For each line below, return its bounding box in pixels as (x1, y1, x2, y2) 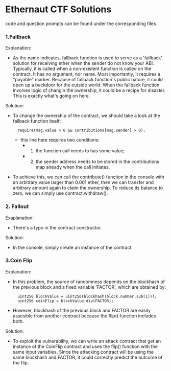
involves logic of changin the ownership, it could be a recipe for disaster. (12, 87, 166, 94)
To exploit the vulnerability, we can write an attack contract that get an (12, 338, 161, 344)
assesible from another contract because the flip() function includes (12, 313, 156, 319)
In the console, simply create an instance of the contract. (12, 244, 133, 250)
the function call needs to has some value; (35, 148, 125, 154)
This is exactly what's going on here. (12, 93, 90, 99)
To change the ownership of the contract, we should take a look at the (12, 112, 160, 119)
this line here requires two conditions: (20, 137, 100, 143)
